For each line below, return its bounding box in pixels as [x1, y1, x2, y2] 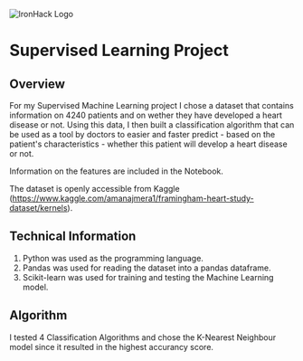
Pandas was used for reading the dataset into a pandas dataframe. [22, 262, 271, 273]
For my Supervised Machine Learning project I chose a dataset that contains [9, 100, 294, 110]
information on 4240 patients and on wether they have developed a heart [9, 109, 283, 120]
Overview [9, 76, 66, 91]
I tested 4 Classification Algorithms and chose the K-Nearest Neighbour [9, 331, 277, 343]
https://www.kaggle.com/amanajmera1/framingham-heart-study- [12, 193, 255, 204]
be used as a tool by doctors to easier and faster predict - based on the [9, 129, 276, 139]
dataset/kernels [9, 203, 68, 213]
